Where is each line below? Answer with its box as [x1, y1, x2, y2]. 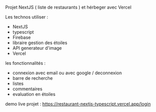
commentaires [12, 86, 43, 92]
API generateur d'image [12, 45, 62, 51]
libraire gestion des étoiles [12, 40, 67, 46]
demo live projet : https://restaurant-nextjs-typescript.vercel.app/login [5, 101, 151, 107]
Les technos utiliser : [5, 14, 49, 20]
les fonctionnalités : [5, 60, 46, 66]
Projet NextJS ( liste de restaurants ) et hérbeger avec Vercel [5, 5, 132, 10]
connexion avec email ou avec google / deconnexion [12, 70, 122, 76]
